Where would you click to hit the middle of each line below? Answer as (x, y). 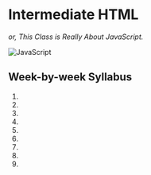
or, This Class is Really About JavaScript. (76, 37)
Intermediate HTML (74, 15)
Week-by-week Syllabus (70, 77)
